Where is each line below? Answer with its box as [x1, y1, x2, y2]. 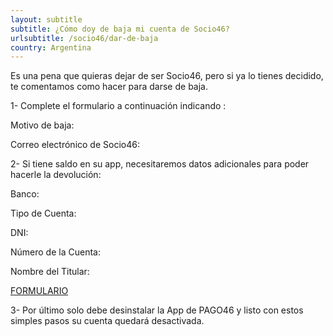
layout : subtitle [10, 14, 83, 25]
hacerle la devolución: [10, 169, 102, 181]
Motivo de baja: [10, 119, 75, 131]
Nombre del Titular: [10, 266, 90, 278]
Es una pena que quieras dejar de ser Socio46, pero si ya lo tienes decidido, [10, 70, 324, 82]
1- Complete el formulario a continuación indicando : [10, 100, 227, 112]
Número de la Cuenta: [10, 246, 101, 258]
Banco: [10, 188, 40, 200]
